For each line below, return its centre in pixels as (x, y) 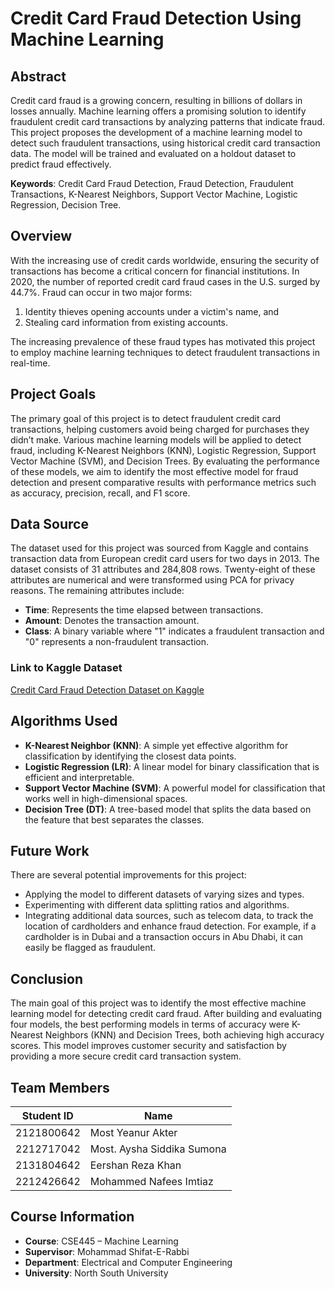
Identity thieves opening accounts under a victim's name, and (152, 311)
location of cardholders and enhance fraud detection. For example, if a (170, 926)
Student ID (47, 1115)
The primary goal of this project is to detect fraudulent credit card (146, 418)
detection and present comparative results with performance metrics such (163, 482)
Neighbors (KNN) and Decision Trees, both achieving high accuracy (184, 1035)
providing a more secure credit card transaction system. (126, 1056)
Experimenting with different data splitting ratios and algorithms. (157, 905)
